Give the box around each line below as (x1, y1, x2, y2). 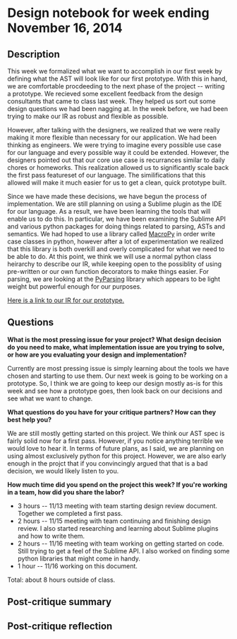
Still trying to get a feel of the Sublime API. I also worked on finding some (17, 546, 230, 555)
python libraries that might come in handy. (17, 554, 141, 563)
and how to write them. (17, 531, 85, 540)
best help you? (7, 415, 51, 424)
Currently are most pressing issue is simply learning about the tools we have (7, 364, 229, 372)
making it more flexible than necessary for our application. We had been (7, 133, 217, 142)
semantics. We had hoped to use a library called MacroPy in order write (7, 230, 216, 238)
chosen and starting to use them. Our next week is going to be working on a (7, 372, 228, 380)
